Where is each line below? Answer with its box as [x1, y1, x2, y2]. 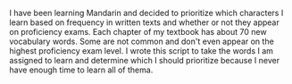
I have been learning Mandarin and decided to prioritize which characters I [9, 8, 284, 18]
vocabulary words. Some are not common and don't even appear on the [9, 36, 274, 46]
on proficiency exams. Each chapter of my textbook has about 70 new [9, 27, 267, 37]
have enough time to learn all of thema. [9, 64, 154, 75]
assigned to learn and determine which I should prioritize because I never [9, 55, 279, 65]
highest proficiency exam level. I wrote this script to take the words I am [9, 46, 274, 56]
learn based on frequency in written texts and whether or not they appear [9, 17, 279, 28]
